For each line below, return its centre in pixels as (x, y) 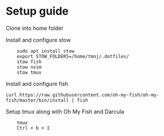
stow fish (29, 62)
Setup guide (37, 11)
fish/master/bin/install (37, 100)
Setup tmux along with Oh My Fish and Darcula (65, 112)
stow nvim (29, 67)
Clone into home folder (35, 28)
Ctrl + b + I (33, 128)
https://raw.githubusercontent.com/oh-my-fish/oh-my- (89, 95)
